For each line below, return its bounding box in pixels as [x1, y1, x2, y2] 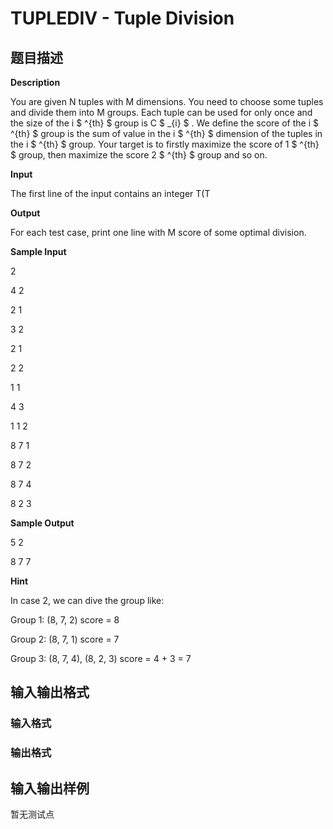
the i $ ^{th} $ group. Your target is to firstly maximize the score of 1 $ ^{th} [10, 138, 320, 150]
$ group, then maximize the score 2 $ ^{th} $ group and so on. [10, 149, 268, 161]
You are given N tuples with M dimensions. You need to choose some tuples [10, 96, 324, 107]
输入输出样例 [10, 780, 90, 797]
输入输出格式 [10, 684, 90, 701]
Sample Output [10, 517, 75, 529]
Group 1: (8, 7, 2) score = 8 [10, 614, 120, 626]
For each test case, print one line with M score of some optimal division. [10, 227, 307, 238]
